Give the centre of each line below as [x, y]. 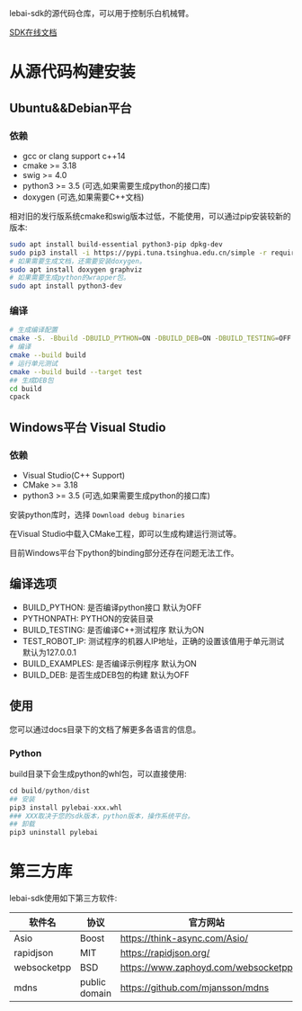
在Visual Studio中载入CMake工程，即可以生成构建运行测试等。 [125, 533]
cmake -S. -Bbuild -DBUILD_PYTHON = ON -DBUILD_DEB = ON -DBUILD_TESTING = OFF [151, 339]
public [93, 982]
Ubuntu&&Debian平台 [71, 107]
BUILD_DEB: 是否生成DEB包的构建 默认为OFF [106, 675]
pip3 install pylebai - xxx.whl [66, 808]
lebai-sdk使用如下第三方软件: [63, 899]
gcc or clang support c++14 [74, 156]
